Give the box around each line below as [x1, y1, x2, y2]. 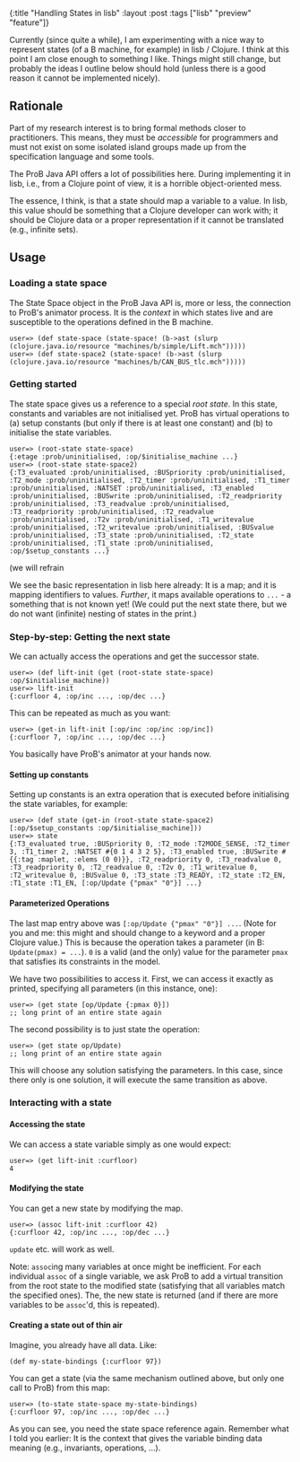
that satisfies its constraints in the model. [9, 956, 161, 967]
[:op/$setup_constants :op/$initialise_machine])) [9, 824, 202, 833]
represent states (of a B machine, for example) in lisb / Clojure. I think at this [9, 44, 289, 55]
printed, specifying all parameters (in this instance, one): [9, 983, 218, 994]
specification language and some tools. [9, 151, 155, 162]
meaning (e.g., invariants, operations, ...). [9, 1442, 161, 1453]
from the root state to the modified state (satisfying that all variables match [9, 1280, 285, 1291]
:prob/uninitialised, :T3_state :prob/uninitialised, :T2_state [9, 530, 254, 539]
